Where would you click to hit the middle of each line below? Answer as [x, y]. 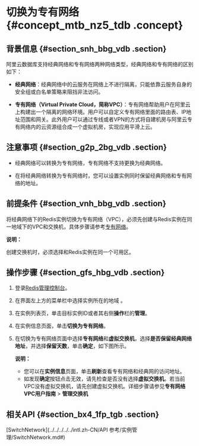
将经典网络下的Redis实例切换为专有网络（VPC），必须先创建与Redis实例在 [97, 219]
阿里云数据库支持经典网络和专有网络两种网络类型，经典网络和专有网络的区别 [100, 64]
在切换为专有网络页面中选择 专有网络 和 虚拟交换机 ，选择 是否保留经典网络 [103, 339]
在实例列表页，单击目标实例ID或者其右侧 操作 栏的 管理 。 [82, 313]
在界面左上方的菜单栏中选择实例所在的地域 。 [70, 301]
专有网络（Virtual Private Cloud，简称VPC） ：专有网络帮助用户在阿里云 [102, 104]
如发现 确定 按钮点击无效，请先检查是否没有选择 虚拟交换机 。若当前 [104, 379]
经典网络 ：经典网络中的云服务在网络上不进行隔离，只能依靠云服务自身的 [103, 84]
